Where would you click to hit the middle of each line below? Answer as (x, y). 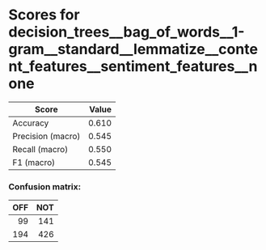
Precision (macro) (46, 136)
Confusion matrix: (45, 186)
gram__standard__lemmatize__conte (133, 49)
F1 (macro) (34, 162)
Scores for (44, 15)
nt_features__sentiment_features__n (133, 67)
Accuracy (31, 123)
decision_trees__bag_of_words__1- (127, 32)
